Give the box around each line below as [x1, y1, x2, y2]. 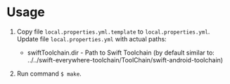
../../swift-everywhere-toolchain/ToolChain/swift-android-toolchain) [27, 55, 223, 64]
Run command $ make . [16, 69, 82, 78]
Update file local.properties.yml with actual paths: [16, 34, 167, 43]
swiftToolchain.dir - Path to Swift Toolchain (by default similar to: [27, 48, 215, 57]
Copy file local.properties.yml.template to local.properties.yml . [16, 27, 210, 36]
